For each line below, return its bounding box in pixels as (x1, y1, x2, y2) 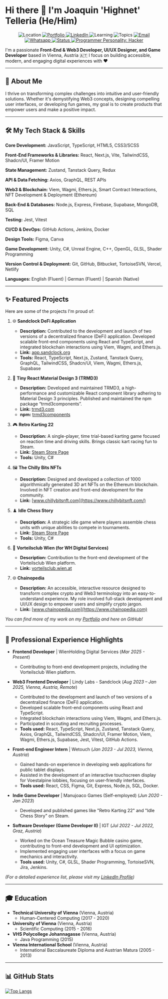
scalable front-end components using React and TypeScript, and (19, 339, 153, 345)
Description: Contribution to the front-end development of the (19, 555, 148, 561)
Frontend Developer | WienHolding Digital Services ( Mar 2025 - (12, 649, 145, 655)
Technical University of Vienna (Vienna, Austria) (12, 910, 114, 916)
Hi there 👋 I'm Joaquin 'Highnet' (5, 5, 140, 16)
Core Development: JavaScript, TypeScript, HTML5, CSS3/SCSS (5, 142, 139, 148)
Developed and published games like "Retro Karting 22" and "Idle (19, 808, 155, 814)
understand (19, 596, 44, 602)
